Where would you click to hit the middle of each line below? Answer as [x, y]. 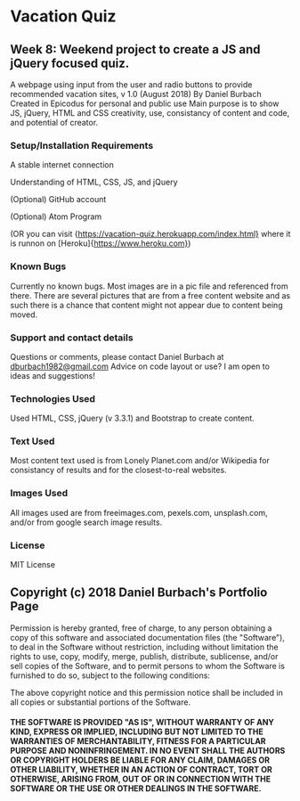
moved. [24, 315]
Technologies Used [53, 398]
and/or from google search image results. [86, 522]
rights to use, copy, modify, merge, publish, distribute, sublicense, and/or [144, 656]
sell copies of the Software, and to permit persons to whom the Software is [148, 666]
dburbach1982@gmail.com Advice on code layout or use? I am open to [140, 366]
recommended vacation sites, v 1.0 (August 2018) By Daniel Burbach [136, 94]
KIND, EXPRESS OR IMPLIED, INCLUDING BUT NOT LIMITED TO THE [137, 732]
